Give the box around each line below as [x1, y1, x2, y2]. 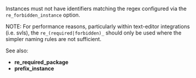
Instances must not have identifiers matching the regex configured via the [5, 5, 187, 12]
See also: [5, 47, 29, 54]
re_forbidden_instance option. [5, 11, 80, 18]
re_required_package [14, 59, 69, 65]
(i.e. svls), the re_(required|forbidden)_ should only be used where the [5, 29, 182, 36]
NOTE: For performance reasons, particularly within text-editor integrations [5, 23, 190, 30]
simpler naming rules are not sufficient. [5, 36, 102, 42]
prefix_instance [14, 65, 54, 72]
